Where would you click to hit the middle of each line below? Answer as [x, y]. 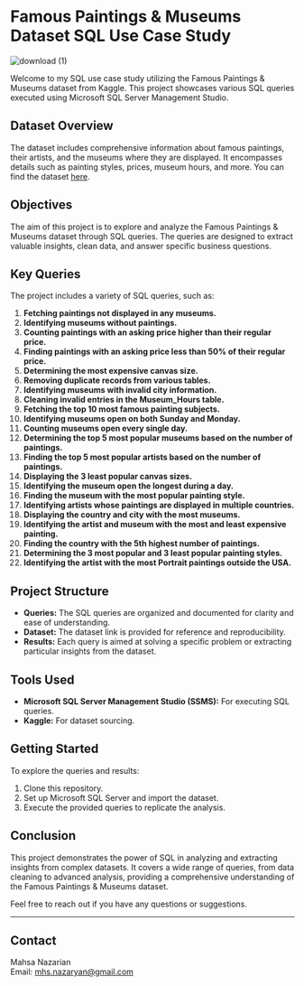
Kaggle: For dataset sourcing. [79, 721]
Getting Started [55, 749]
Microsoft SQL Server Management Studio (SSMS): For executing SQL [156, 701]
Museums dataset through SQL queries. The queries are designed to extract [152, 236]
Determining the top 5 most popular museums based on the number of [158, 438]
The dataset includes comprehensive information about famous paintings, [147, 147]
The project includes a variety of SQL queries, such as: [112, 296]
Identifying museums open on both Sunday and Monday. [132, 419]
